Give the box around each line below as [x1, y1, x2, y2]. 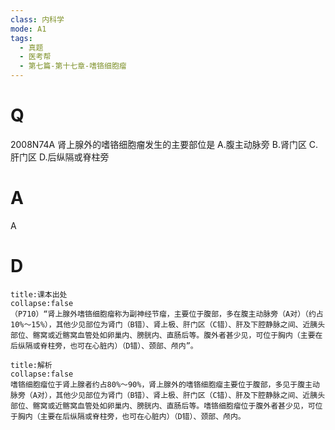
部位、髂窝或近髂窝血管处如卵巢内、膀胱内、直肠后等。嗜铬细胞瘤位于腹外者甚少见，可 [10, 401, 316, 411]
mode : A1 [10, 24, 47, 34]
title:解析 [10, 360, 53, 370]
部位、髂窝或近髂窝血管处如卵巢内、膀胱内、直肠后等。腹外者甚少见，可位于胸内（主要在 [10, 330, 323, 340]
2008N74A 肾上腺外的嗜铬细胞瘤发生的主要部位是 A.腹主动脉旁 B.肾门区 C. [10, 138, 319, 150]
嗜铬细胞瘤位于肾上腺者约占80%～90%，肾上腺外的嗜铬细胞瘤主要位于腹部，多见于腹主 [10, 379, 313, 390]
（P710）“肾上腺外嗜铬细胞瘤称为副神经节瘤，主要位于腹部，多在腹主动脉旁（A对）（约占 [10, 309, 324, 319]
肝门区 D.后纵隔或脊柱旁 [10, 151, 110, 163]
